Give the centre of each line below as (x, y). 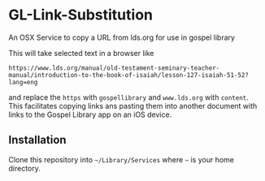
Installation (37, 140)
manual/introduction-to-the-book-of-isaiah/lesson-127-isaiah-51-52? (129, 75)
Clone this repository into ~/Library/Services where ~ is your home (121, 159)
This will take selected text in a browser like (81, 53)
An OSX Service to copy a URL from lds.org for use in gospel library (122, 37)
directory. (24, 168)
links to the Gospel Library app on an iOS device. (90, 114)
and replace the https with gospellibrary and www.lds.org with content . (129, 97)
